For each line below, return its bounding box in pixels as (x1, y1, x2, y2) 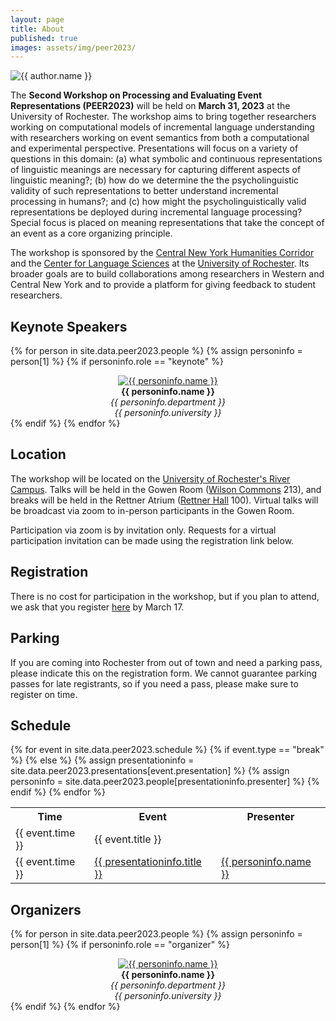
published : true (10, 33, 78, 43)
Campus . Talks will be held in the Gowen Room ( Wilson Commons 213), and (10, 483, 322, 495)
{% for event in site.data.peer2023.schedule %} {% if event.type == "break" (10, 744, 325, 756)
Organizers (10, 901, 82, 918)
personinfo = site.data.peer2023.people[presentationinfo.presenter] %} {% (10, 776, 320, 788)
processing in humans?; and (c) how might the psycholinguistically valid (10, 196, 307, 208)
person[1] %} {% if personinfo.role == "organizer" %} (10, 939, 231, 951)
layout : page (10, 14, 65, 25)
